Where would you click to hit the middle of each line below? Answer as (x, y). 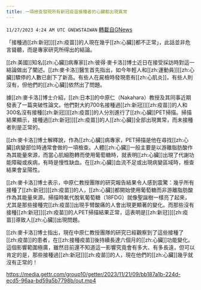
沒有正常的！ (22, 262)
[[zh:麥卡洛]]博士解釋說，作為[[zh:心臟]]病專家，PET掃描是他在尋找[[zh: (95, 140)
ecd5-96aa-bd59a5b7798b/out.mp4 (51, 280)
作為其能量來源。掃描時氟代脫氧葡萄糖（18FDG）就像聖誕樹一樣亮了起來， (98, 197)
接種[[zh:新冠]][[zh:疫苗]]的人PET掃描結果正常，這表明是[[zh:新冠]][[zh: (95, 212)
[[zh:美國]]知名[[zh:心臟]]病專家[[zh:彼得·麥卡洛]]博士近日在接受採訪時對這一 (100, 62)
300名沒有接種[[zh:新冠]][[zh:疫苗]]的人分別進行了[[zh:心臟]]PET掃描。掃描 (99, 112)
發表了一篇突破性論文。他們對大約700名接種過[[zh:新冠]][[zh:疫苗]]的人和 (97, 104)
